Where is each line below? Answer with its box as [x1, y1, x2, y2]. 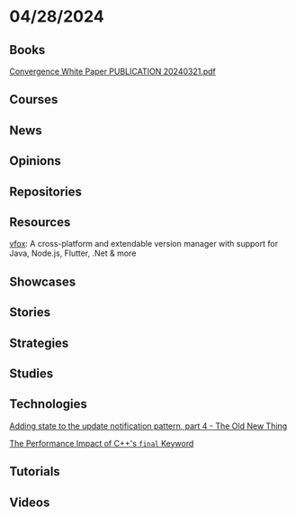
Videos [9, 494, 50, 510]
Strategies [9, 335, 69, 350]
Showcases [9, 274, 76, 289]
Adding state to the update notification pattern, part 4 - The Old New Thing [9, 421, 288, 431]
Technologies [9, 396, 88, 412]
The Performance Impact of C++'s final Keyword [9, 438, 194, 448]
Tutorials [9, 464, 60, 479]
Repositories [9, 184, 83, 199]
